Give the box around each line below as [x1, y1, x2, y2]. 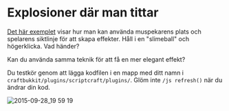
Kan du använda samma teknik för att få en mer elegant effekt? [7, 55, 186, 63]
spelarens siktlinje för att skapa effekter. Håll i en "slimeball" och [7, 34, 190, 42]
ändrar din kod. [7, 83, 50, 91]
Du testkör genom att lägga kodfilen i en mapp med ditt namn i [7, 69, 184, 77]
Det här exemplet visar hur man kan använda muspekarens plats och [7, 27, 201, 36]
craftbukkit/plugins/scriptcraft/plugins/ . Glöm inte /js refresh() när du [7, 75, 223, 84]
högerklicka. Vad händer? [7, 42, 80, 50]
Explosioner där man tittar [7, 5, 159, 21]
